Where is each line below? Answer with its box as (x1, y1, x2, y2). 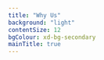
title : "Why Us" (8, 11, 61, 19)
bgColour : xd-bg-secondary (8, 33, 96, 41)
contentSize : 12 (8, 26, 61, 34)
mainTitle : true (8, 41, 61, 48)
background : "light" (8, 19, 76, 26)
